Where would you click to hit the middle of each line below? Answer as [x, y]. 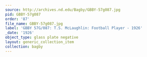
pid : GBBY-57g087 [23, 14]
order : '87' [17, 19]
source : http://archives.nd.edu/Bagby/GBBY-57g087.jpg [63, 10]
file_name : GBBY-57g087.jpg [34, 24]
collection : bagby [24, 47]
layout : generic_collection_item [40, 42]
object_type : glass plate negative [42, 38]
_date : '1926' [20, 33]
